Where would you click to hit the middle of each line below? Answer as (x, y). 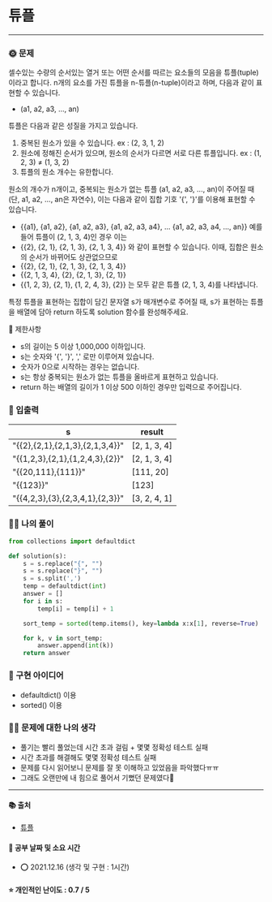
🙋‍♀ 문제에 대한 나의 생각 (52, 728)
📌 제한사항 (25, 330)
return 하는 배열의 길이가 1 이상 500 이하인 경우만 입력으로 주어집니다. (131, 387)
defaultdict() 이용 (48, 695)
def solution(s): (38, 556)
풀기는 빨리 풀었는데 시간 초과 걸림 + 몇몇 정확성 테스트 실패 (114, 747)
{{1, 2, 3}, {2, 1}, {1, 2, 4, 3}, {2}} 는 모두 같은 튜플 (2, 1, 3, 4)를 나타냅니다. (139, 285)
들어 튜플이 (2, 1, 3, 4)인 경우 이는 (74, 237)
